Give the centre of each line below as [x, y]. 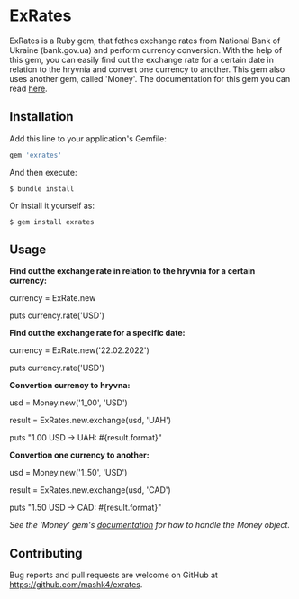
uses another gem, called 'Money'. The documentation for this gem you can [150, 78]
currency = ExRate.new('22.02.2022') [80, 350]
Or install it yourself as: [52, 205]
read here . [28, 88]
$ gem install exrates [52, 222]
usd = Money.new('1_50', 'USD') [68, 473]
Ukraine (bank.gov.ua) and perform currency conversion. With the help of [146, 50]
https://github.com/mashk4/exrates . [76, 585]
